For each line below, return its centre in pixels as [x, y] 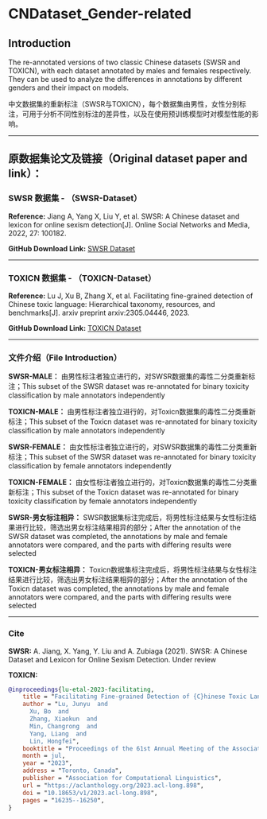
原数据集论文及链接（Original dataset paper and [128, 159]
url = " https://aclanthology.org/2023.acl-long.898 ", [113, 785]
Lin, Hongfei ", [54, 741]
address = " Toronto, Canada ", [73, 771]
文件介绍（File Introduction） [65, 357]
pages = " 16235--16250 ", [64, 800]
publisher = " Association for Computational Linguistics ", [122, 778]
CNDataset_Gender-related [100, 14]
